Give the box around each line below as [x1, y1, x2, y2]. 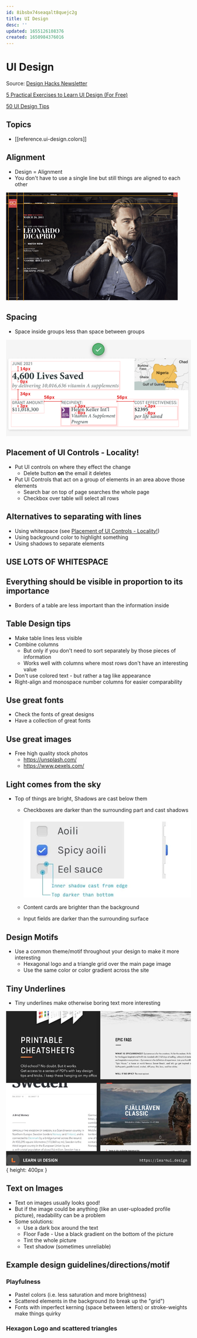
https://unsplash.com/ [23, 756, 77, 763]
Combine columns [14, 641, 59, 648]
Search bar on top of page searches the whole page [23, 488, 150, 495]
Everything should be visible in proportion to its [6, 577, 184, 587]
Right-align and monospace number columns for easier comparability [14, 678, 183, 685]
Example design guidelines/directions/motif [6, 1260, 170, 1270]
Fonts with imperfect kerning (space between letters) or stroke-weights [14, 1303, 188, 1310]
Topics [6, 120, 32, 130]
